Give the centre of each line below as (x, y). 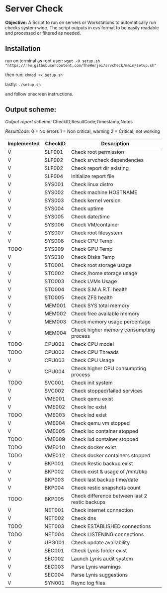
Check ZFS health (92, 297)
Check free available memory (106, 313)
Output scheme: (31, 110)
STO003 (54, 281)
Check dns (84, 518)
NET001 (54, 510)
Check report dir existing (100, 168)
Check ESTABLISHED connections (111, 526)
